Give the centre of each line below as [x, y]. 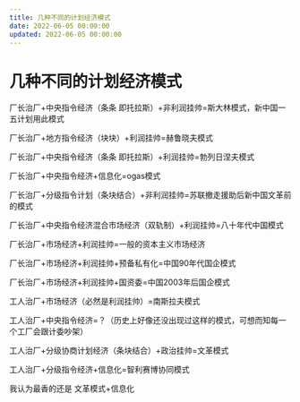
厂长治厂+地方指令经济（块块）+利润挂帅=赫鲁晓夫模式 [111, 138]
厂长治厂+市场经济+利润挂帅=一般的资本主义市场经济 [107, 244]
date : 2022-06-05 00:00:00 [60, 26]
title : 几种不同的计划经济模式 [60, 17]
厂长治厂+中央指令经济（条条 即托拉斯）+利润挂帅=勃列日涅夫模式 [132, 157]
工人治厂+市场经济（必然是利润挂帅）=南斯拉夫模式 [105, 302]
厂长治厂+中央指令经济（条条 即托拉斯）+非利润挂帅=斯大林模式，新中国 [144, 107]
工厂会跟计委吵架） [52, 331]
